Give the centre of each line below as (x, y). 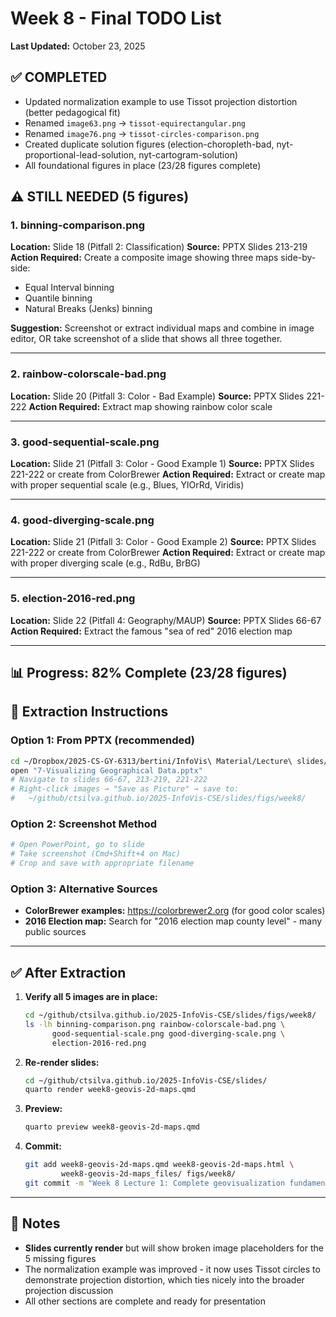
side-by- (298, 258)
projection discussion (69, 1290)
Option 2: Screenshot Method (84, 824)
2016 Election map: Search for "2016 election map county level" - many (173, 921)
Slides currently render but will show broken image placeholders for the (174, 1248)
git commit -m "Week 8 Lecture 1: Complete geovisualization (155, 1183)
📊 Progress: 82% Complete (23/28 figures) (149, 673)
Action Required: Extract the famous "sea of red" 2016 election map (151, 631)
